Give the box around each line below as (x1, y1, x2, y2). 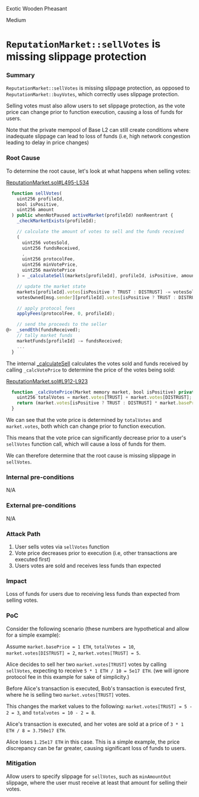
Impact (6, 577, 27, 585)
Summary (6, 71, 36, 80)
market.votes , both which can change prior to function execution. (6, 423, 166, 430)
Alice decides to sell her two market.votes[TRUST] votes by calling (6, 661, 167, 668)
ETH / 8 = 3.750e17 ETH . (6, 726, 66, 734)
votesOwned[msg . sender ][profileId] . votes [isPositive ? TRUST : (17, 294, 176, 300)
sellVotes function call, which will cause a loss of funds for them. (6, 440, 166, 447)
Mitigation (6, 759, 37, 767)
